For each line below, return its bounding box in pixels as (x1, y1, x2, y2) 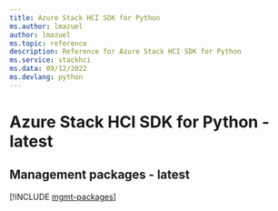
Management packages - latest (9, 167, 191, 183)
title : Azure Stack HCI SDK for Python (9, 13, 161, 23)
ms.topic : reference (9, 38, 88, 48)
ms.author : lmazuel (9, 22, 84, 31)
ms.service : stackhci (9, 55, 92, 65)
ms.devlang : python (9, 73, 84, 82)
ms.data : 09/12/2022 (9, 65, 88, 74)
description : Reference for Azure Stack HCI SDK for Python (9, 47, 243, 56)
